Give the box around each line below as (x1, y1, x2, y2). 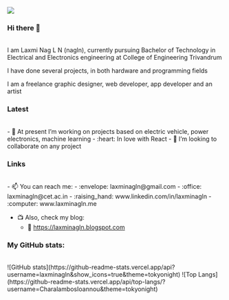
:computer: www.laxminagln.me (7, 199, 98, 207)
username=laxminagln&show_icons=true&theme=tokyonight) (7, 270, 181, 279)
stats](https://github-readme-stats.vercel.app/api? (32, 263, 175, 271)
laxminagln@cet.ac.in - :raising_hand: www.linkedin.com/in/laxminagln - (7, 192, 212, 200)
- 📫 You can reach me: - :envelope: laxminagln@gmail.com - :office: (7, 182, 202, 190)
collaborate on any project (7, 141, 82, 150)
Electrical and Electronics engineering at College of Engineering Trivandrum (7, 54, 222, 62)
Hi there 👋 (7, 23, 41, 32)
